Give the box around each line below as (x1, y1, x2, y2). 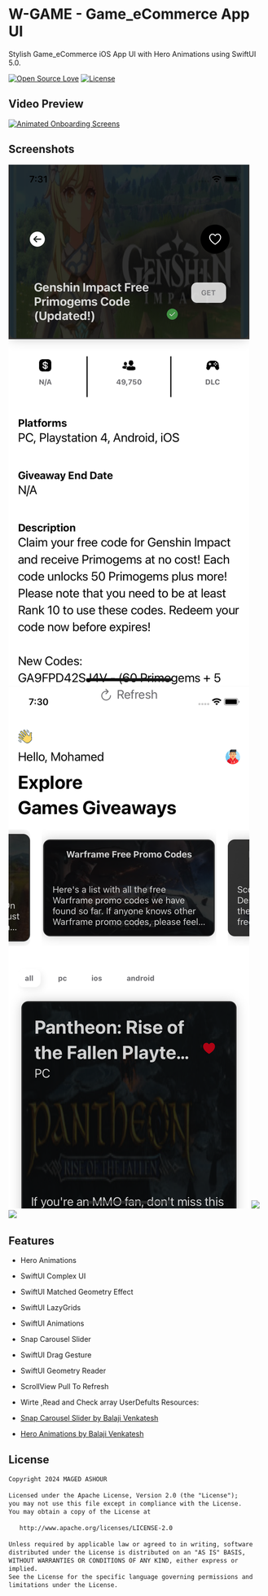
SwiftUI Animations (20, 1318, 85, 1328)
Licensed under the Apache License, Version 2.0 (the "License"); (8, 1492, 239, 1500)
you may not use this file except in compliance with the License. (8, 1500, 243, 1508)
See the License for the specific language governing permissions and (8, 1573, 253, 1581)
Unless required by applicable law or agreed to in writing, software (8, 1541, 253, 1549)
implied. (8, 1565, 38, 1573)
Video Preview (8, 97, 84, 111)
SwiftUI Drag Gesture (20, 1350, 92, 1360)
